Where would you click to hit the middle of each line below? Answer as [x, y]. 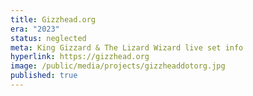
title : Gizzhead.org [53, 19]
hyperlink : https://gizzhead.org [80, 57]
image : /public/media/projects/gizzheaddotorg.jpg [118, 66]
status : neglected [48, 38]
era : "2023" [35, 29]
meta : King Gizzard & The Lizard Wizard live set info [127, 47]
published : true [44, 76]
